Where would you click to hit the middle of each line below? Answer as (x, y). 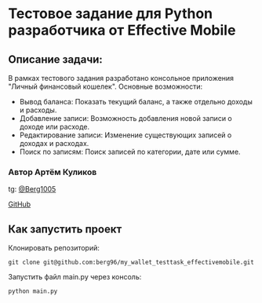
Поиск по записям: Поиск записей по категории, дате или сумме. (130, 151)
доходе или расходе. (55, 127)
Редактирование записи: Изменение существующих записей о (126, 135)
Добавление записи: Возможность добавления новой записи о (126, 118)
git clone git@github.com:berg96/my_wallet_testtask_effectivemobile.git (131, 263)
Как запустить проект (65, 229)
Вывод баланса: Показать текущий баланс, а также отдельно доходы (136, 102)
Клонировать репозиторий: (54, 248)
